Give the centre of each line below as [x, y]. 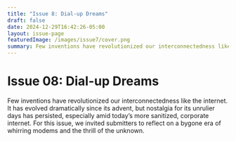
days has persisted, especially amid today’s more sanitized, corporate [108, 115]
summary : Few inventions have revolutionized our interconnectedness [111, 46]
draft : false [26, 20]
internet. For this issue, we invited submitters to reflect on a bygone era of [114, 123]
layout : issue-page [36, 33]
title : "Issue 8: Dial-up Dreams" [58, 14]
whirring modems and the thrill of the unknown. [76, 130]
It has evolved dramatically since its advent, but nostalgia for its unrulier [111, 108]
